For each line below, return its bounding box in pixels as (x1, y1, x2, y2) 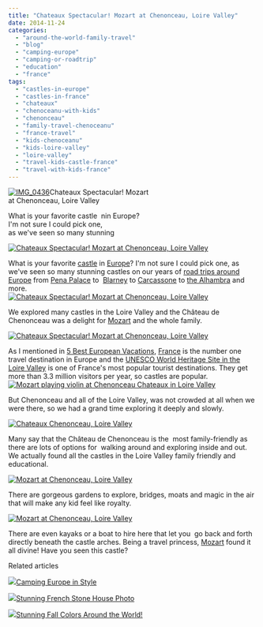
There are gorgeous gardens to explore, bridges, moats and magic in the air (8, 490, 255, 499)
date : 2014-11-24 (8, 19, 66, 27)
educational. (8, 460, 49, 468)
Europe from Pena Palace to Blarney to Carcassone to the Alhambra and (8, 276, 245, 284)
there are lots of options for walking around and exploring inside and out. (8, 443, 247, 452)
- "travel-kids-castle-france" (15, 159, 118, 167)
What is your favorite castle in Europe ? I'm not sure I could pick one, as (8, 258, 239, 268)
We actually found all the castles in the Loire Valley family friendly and (8, 451, 236, 460)
